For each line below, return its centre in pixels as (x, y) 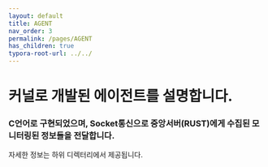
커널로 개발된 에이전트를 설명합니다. (121, 96)
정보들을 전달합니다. (78, 136)
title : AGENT (30, 24)
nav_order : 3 (30, 31)
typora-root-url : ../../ (50, 54)
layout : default (36, 16)
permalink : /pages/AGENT (50, 39)
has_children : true (41, 46)
